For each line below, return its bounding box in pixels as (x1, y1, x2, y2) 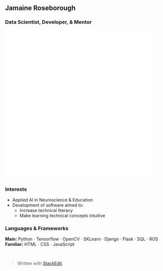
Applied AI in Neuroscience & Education (12, 197, 93, 203)
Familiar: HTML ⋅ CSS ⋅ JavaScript (5, 241, 75, 247)
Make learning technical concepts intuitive (19, 212, 106, 218)
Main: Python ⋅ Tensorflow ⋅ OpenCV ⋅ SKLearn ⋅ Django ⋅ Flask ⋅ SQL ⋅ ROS (5, 236, 159, 242)
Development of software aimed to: (12, 202, 84, 208)
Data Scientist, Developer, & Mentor (5, 19, 92, 26)
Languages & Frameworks (5, 225, 69, 232)
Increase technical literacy (19, 207, 73, 213)
